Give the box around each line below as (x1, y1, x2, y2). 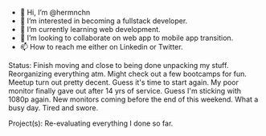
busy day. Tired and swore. (8, 103, 99, 112)
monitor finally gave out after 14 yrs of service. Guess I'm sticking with (8, 86, 242, 95)
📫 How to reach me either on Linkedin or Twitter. (19, 42, 183, 51)
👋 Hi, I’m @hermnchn (19, 8, 91, 17)
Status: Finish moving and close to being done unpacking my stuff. (8, 61, 229, 70)
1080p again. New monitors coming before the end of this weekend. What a (8, 94, 259, 104)
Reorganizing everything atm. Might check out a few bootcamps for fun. (8, 69, 247, 78)
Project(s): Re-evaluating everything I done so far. (8, 118, 174, 128)
